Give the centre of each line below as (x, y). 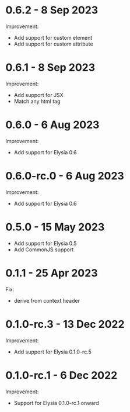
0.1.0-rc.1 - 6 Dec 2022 (62, 375)
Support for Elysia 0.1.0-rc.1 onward (57, 403)
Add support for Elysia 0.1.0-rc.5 (52, 352)
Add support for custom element (53, 37)
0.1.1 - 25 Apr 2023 (52, 273)
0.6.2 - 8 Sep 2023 (52, 10)
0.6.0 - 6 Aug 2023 (52, 125)
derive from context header (47, 300)
